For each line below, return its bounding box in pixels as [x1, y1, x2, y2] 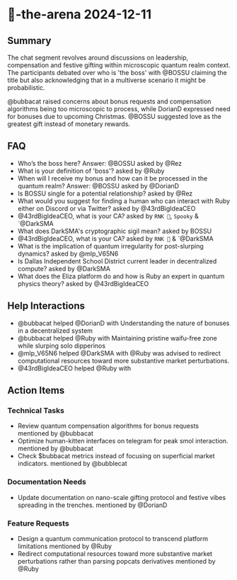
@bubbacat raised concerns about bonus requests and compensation [7, 97, 212, 106]
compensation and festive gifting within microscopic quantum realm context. [7, 61, 231, 69]
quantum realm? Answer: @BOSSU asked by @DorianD [17, 181, 179, 190]
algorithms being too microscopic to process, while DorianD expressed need [7, 105, 231, 113]
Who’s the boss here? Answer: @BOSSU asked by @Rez [17, 159, 183, 167]
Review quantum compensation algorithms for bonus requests [17, 421, 200, 431]
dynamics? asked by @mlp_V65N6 [17, 249, 119, 258]
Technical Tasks [7, 405, 65, 415]
